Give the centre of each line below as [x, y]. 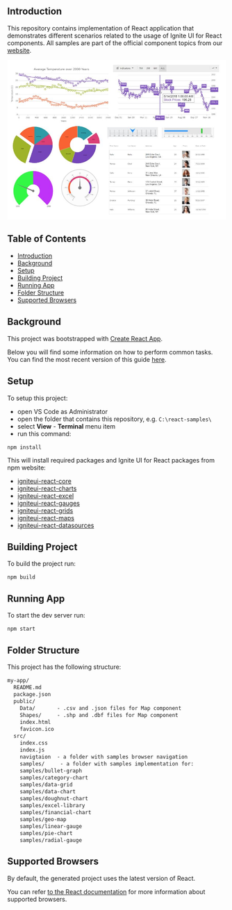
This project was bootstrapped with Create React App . [85, 338]
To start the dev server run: [46, 615]
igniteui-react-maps [46, 518]
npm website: [27, 468]
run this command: [44, 433]
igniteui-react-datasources [56, 525]
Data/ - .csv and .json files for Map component [101, 708]
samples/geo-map [43, 819]
